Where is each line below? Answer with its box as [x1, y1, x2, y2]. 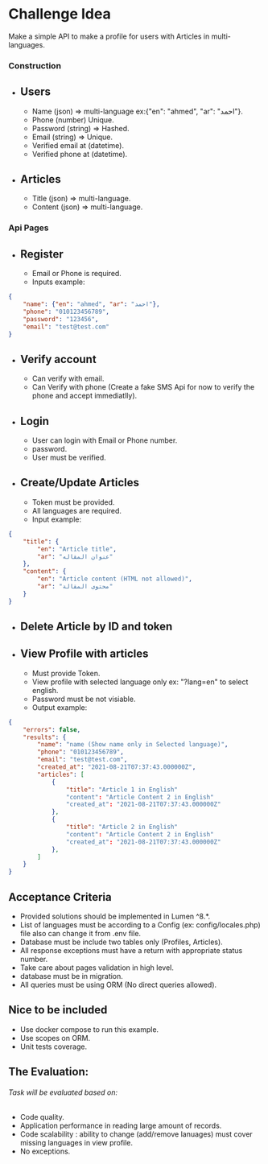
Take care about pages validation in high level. [19, 963, 175, 972]
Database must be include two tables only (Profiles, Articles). [19, 937, 223, 947]
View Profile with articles [19, 647, 149, 661]
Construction [8, 60, 62, 71]
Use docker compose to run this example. [19, 1024, 159, 1034]
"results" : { [23, 733, 67, 741]
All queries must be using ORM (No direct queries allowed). [19, 980, 217, 990]
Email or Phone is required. [31, 269, 122, 279]
